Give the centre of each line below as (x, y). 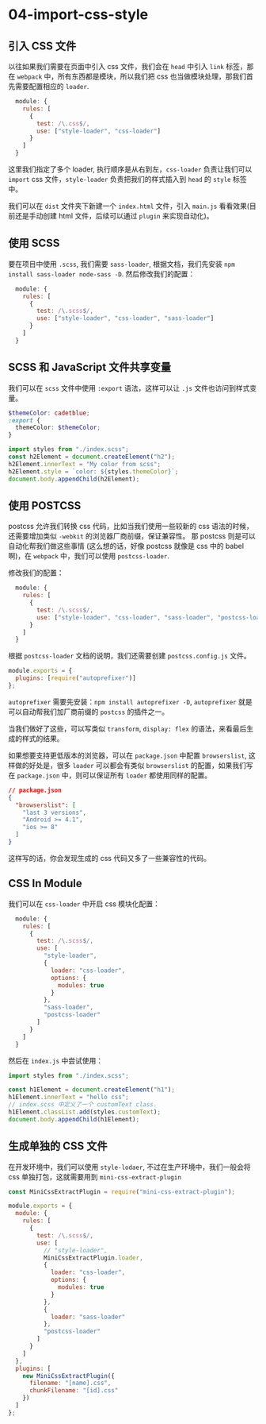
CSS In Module (45, 884)
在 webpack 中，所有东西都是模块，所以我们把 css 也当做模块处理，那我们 (127, 76)
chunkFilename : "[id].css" (74, 1391)
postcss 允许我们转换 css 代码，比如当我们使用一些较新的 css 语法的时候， (131, 527)
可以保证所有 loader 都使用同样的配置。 (147, 775)
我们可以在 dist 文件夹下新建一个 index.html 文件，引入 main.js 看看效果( (129, 206)
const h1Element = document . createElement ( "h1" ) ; (92, 1090)
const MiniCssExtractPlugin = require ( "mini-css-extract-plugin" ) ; (122, 1192)
